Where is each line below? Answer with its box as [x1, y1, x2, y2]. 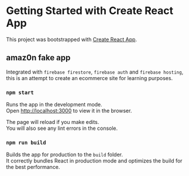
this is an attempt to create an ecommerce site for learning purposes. [6, 74, 173, 81]
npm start [6, 89, 34, 96]
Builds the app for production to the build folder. [6, 151, 123, 158]
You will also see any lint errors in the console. [6, 125, 118, 132]
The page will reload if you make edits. [6, 119, 99, 126]
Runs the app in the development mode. [6, 101, 102, 108]
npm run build [6, 139, 46, 146]
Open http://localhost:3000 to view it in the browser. [6, 107, 132, 115]
